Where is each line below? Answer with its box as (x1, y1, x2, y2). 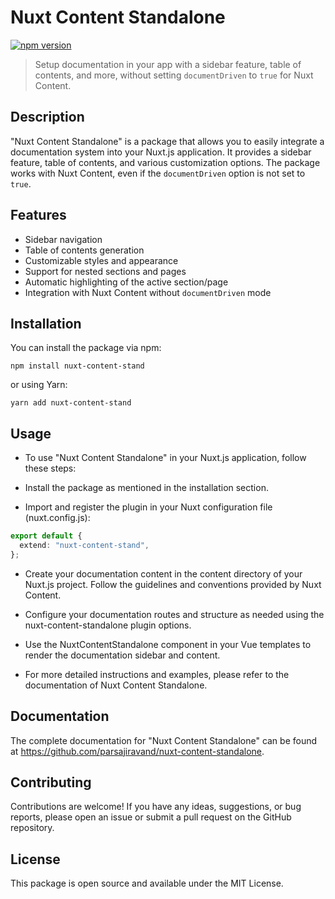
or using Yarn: (10, 379, 68, 391)
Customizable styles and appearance (24, 254, 179, 266)
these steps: (24, 462, 77, 475)
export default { (10, 531, 83, 541)
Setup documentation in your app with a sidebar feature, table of (34, 58, 302, 70)
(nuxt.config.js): (24, 512, 91, 524)
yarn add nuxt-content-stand (10, 398, 132, 408)
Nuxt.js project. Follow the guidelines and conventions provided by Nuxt (24, 578, 322, 590)
